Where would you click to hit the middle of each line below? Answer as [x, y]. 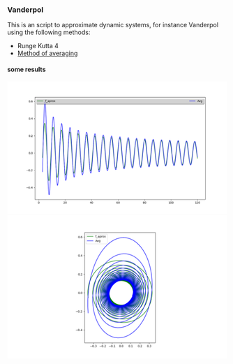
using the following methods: [49, 32]
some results [27, 69]
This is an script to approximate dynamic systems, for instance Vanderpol [113, 25]
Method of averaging [47, 53]
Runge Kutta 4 [38, 46]
